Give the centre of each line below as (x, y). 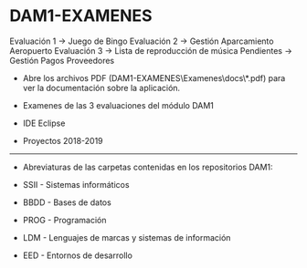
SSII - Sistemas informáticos (76, 184)
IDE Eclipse (44, 123)
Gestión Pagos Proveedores (62, 60)
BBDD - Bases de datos (67, 202)
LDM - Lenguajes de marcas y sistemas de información (127, 237)
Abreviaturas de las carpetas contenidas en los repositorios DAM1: (148, 167)
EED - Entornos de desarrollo (77, 255)
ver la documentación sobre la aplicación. (101, 88)
